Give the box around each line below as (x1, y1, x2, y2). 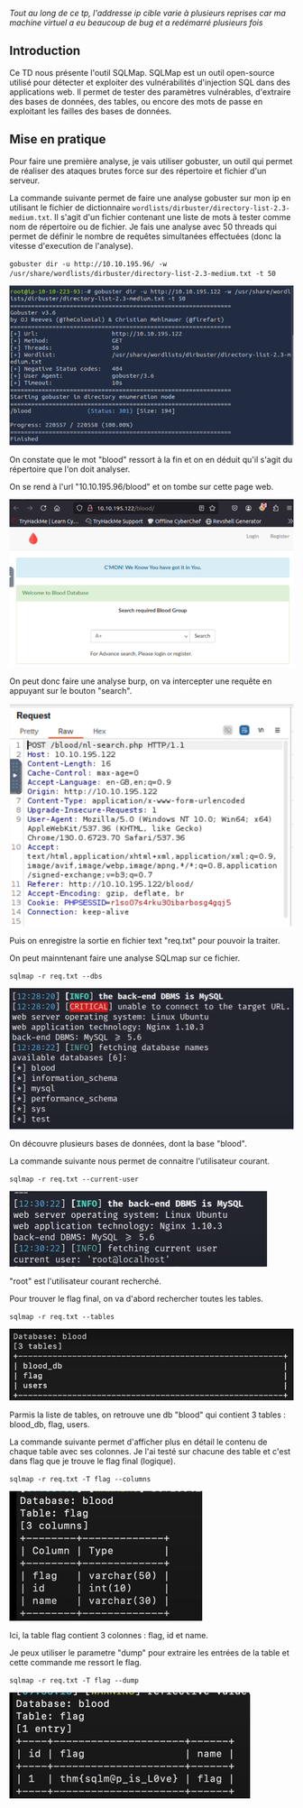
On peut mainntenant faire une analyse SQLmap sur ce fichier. (9, 952, 241, 964)
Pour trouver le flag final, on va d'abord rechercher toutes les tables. (9, 1294, 264, 1305)
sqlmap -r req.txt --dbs (9, 972, 103, 981)
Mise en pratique (9, 132, 106, 147)
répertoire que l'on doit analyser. (9, 464, 131, 475)
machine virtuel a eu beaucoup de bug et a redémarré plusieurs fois (9, 17, 263, 28)
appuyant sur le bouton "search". (9, 685, 133, 696)
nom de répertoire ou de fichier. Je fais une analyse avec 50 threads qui (9, 221, 278, 232)
